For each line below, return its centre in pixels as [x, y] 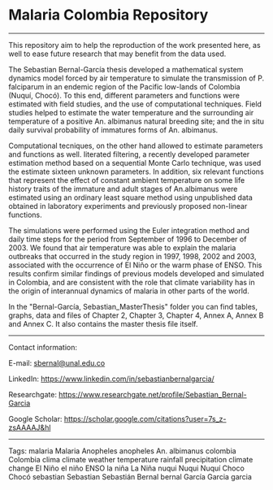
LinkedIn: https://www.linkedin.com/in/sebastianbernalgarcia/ [111, 379]
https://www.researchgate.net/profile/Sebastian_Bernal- [152, 394]
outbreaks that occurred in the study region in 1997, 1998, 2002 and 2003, [132, 256]
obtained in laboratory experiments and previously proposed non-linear [128, 206]
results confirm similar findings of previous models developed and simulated [136, 273]
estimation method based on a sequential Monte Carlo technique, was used [135, 163]
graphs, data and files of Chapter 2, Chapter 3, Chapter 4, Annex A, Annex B [136, 315]
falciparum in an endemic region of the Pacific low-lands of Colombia [125, 86]
